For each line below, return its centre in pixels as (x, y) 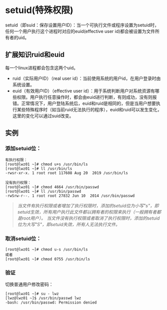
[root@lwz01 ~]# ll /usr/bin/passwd (43, 192)
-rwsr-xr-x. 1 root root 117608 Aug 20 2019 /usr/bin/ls (67, 173)
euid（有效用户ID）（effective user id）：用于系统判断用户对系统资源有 (84, 91)
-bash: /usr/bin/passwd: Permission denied (51, 303)
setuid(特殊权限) (39, 10)
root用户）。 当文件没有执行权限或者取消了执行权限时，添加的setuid (91, 218)
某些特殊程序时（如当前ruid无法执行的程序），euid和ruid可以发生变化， (89, 109)
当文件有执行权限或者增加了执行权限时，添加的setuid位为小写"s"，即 (88, 206)
